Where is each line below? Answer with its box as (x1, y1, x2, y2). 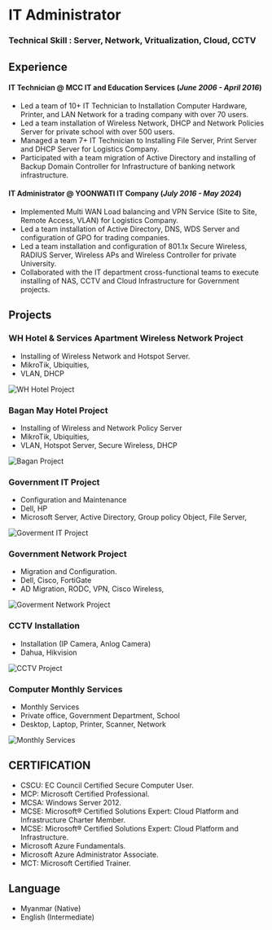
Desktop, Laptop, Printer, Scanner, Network (20, 719, 167, 730)
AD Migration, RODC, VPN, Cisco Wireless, (20, 584, 165, 594)
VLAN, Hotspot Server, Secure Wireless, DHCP (20, 440, 178, 450)
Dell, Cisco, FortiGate (20, 576, 92, 586)
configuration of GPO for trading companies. (20, 232, 170, 242)
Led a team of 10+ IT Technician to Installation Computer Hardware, (20, 100, 248, 111)
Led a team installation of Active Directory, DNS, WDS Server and (20, 224, 240, 234)
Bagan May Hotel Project (8, 405, 108, 416)
